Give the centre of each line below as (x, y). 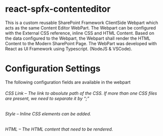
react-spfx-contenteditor (58, 9)
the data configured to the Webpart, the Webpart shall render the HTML (78, 38)
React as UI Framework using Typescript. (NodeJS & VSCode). (69, 49)
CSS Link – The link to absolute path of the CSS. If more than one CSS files (81, 93)
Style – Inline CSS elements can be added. (48, 114)
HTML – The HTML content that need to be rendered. (59, 129)
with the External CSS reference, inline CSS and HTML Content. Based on (80, 33)
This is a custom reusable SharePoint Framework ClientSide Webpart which (82, 23)
